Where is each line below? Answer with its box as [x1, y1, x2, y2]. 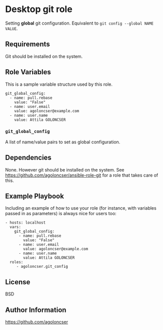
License [5, 277, 30, 286]
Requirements [5, 40, 50, 49]
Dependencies [5, 153, 51, 162]
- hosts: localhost [5, 220, 46, 225]
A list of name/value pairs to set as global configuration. [5, 139, 120, 145]
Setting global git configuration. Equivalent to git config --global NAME [5, 20, 154, 26]
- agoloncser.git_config [16, 264, 68, 269]
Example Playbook [5, 192, 64, 201]
